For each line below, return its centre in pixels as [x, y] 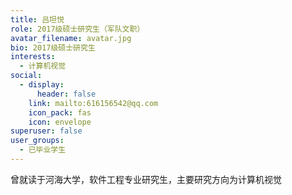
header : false [66, 94]
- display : [42, 85]
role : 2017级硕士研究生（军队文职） [77, 29]
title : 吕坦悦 [37, 19]
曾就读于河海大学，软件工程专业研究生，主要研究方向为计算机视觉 [146, 179]
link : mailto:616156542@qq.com [93, 103]
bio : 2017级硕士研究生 [53, 47]
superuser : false [46, 131]
